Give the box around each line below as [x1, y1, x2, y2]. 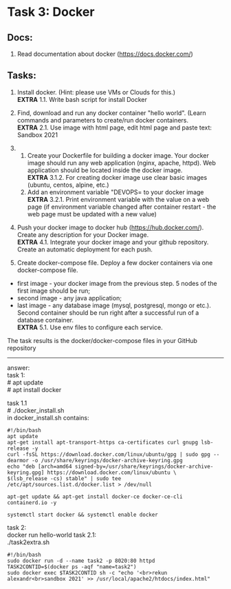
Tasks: [7, 70, 36, 81]
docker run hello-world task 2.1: [7, 530, 97, 539]
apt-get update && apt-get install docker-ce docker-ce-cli [7, 493, 184, 500]
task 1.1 [7, 399, 27, 407]
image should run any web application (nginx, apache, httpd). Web [27, 158, 217, 167]
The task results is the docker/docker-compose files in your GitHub [7, 336, 198, 344]
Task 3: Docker [7, 4, 95, 20]
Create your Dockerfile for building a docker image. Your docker [27, 151, 210, 159]
